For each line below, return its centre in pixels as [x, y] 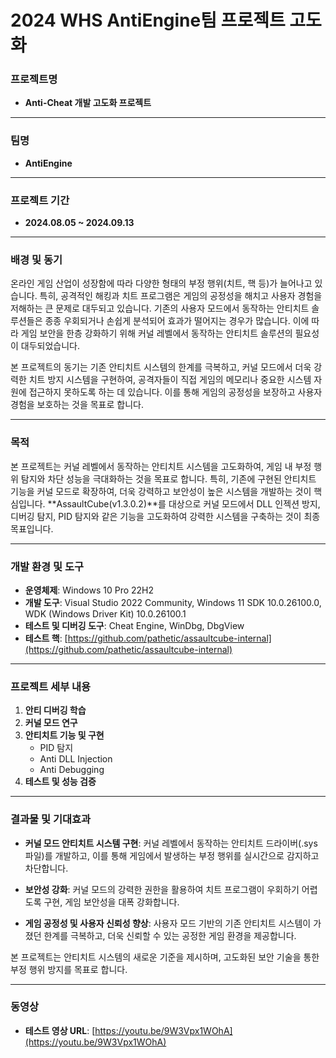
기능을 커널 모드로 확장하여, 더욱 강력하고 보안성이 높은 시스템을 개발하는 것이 [161, 491]
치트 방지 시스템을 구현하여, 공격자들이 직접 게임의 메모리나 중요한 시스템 [170, 380]
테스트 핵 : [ [46, 638]
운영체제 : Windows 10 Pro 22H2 [89, 590]
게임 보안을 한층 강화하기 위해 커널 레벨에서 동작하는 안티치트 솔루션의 [156, 333]
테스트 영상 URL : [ [60, 1030]
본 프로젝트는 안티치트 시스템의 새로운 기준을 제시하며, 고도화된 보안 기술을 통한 [165, 957]
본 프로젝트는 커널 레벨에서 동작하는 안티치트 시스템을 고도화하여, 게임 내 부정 [161, 466]
